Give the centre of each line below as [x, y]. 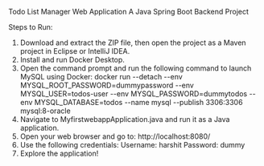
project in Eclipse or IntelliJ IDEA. [75, 51]
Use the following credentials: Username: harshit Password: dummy [132, 145]
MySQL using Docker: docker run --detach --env [101, 77]
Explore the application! [59, 153]
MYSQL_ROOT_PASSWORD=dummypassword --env [107, 85]
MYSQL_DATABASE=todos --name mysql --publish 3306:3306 [138, 102]
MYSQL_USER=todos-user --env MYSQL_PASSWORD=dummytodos [134, 94]
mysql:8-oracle [45, 111]
